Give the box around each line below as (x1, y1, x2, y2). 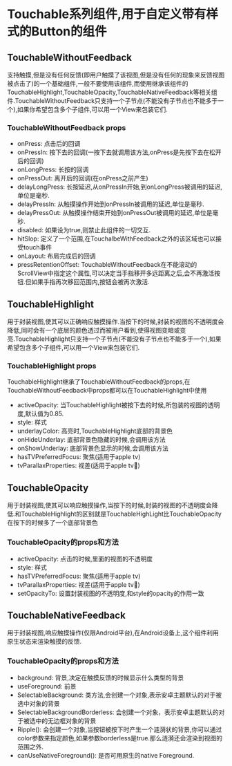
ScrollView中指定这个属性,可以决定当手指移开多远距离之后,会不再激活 (17, 269, 215, 277)
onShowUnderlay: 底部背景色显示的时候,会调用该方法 (17, 444, 169, 453)
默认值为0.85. (25, 409, 64, 418)
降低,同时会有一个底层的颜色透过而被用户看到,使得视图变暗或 (7, 326, 181, 335)
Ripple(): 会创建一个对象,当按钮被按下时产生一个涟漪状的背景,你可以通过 (17, 725, 222, 734)
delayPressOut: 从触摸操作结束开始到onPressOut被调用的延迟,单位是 (17, 209, 213, 217)
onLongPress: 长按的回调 (17, 165, 89, 174)
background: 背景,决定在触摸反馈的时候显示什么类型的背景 (17, 673, 184, 682)
